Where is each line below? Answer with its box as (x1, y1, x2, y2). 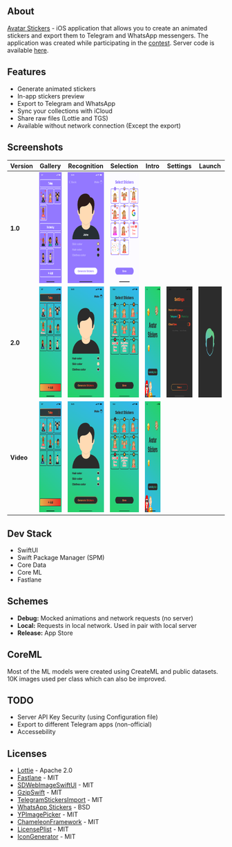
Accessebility (17, 728, 57, 736)
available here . (7, 46, 49, 54)
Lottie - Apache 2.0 (17, 766, 72, 775)
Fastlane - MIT (17, 774, 59, 782)
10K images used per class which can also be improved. (7, 674, 167, 683)
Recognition (68, 161, 104, 170)
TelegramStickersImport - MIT (17, 796, 104, 804)
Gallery (39, 161, 61, 170)
